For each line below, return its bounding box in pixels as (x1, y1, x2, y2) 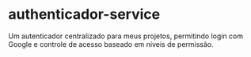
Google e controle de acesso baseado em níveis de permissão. (8, 39, 214, 48)
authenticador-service (8, 5, 161, 23)
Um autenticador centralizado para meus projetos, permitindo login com (8, 31, 244, 41)
